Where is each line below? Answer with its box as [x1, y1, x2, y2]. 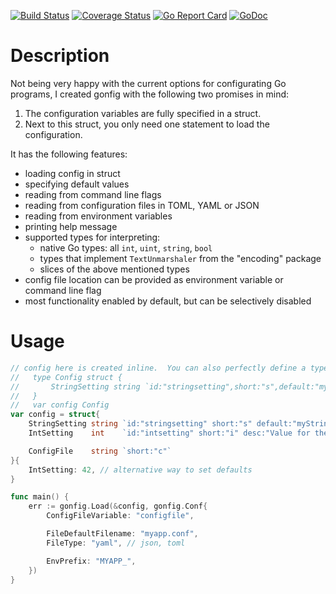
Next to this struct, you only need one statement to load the [24, 118, 270, 130]
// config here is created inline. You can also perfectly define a [10, 363, 307, 373]
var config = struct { [10, 410, 101, 420]
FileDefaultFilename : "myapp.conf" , [46, 529, 199, 539]
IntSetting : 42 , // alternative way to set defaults [28, 465, 253, 475]
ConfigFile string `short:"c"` [28, 446, 172, 456]
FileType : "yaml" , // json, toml [46, 538, 186, 548]
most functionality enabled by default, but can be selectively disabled [24, 295, 312, 307]
